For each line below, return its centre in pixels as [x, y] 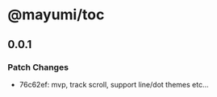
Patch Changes [38, 67]
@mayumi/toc [56, 15]
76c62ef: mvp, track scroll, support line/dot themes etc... [114, 84]
